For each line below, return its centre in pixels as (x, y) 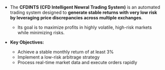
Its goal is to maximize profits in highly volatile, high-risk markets (85, 27)
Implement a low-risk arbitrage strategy (58, 57)
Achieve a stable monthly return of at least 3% (66, 52)
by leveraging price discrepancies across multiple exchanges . (76, 18)
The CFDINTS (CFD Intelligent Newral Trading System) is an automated (85, 7)
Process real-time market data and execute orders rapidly (77, 62)
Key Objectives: (27, 42)
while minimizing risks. (41, 33)
